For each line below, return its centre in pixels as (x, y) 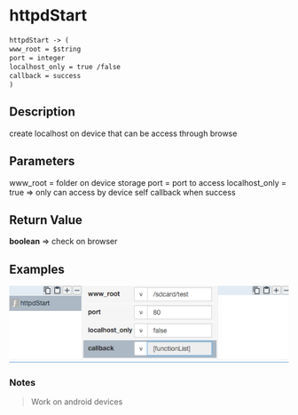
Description (42, 112)
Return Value (46, 220)
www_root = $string (45, 49)
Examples (37, 269)
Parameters (42, 161)
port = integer (37, 58)
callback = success (45, 76)
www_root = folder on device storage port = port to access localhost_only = (148, 182)
